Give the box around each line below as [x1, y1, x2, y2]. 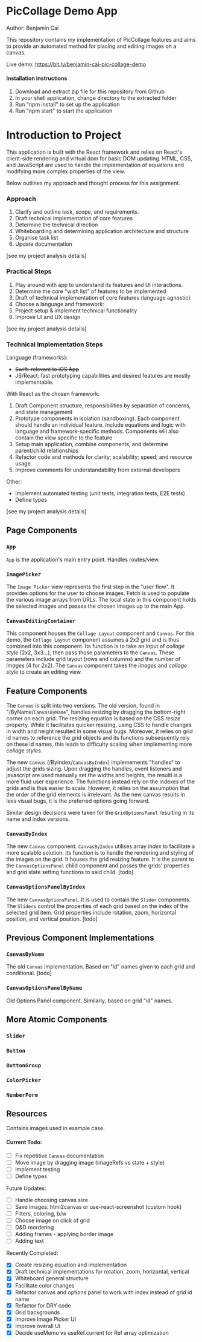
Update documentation [14, 240, 72, 248]
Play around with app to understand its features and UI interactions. [14, 281, 183, 288]
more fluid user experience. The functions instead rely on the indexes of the [6, 778, 195, 785]
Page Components [6, 525, 77, 536]
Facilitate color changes [14, 1281, 75, 1289]
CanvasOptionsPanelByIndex [6, 884, 86, 890]
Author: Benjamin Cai [6, 24, 59, 31]
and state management [14, 408, 73, 415]
